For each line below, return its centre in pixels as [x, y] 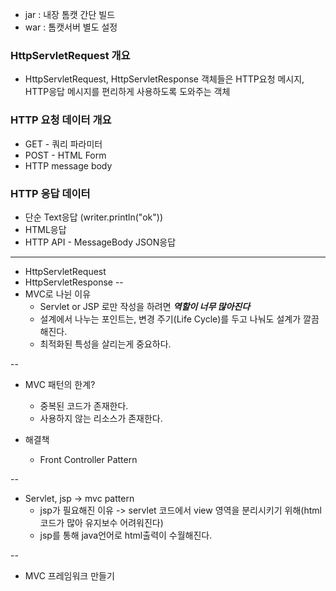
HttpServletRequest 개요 [70, 55]
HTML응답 [45, 229]
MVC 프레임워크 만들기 [69, 575]
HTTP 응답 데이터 [50, 193]
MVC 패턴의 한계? [60, 384]
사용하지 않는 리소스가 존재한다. [101, 418]
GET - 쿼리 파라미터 [63, 144]
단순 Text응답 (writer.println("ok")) [93, 217]
